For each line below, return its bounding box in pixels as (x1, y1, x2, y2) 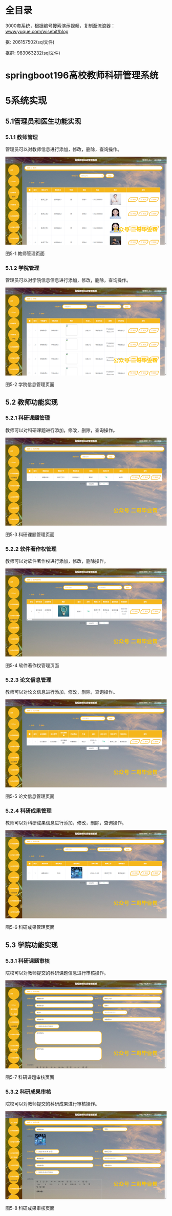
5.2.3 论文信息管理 (5, 676, 52, 684)
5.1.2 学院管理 (5, 264, 39, 271)
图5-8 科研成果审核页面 (5, 1205, 55, 1211)
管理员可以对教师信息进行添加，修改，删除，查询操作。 (5, 146, 122, 152)
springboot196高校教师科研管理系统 (5, 70, 159, 81)
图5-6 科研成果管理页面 (5, 924, 55, 930)
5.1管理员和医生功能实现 (5, 117, 81, 125)
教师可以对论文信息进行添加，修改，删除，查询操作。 (5, 689, 118, 695)
